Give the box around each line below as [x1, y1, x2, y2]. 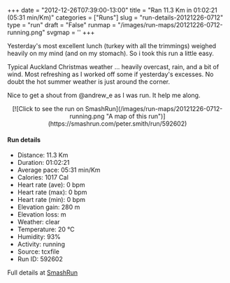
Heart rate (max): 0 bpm [17, 188, 87, 196]
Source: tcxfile [17, 247, 59, 256]
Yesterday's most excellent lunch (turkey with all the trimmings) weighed [7, 42, 217, 50]
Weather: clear [17, 218, 61, 226]
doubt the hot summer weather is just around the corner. [7, 78, 170, 86]
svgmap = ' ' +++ [46, 28, 95, 36]
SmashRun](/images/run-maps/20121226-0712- [85, 105, 223, 113]
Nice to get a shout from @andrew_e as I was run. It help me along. [7, 91, 201, 99]
